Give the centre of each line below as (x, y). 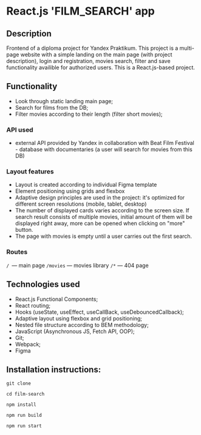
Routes (17, 252)
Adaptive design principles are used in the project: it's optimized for (100, 198)
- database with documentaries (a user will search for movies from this (104, 149)
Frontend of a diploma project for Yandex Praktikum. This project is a (92, 48)
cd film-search (26, 394)
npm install (21, 405)
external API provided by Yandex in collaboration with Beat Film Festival (104, 143)
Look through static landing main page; (64, 101)
